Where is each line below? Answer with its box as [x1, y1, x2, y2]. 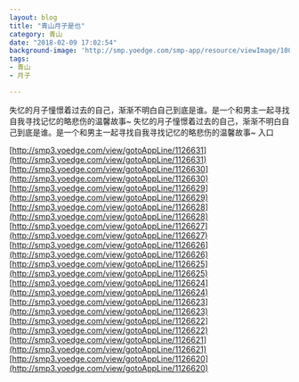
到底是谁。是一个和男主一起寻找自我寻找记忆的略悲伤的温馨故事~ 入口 [16, 127, 274, 137]
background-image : [9, 46, 77, 55]
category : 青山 [9, 29, 63, 38]
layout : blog [9, 12, 58, 22]
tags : [9, 54, 29, 63]
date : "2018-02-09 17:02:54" [9, 37, 117, 47]
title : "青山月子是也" [9, 21, 85, 30]
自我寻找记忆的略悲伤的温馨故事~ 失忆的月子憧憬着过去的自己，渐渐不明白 [9, 115, 282, 126]
